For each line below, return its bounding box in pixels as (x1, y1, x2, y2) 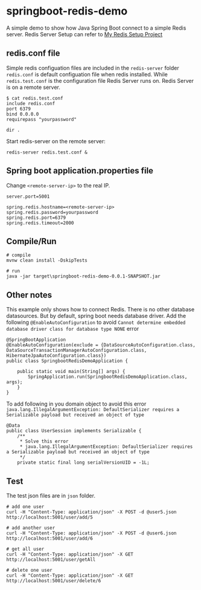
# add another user (6, 525, 56, 531)
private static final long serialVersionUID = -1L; (17, 459, 150, 466)
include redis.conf (6, 100, 56, 106)
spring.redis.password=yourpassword (6, 209, 98, 215)
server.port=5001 (6, 193, 50, 199)
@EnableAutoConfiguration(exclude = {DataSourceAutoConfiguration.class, (6, 342, 196, 348)
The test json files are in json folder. (6, 492, 95, 499)
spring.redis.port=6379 (6, 215, 66, 221)
